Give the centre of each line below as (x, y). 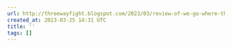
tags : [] (20, 33)
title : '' (21, 26)
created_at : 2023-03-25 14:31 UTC (57, 20)
